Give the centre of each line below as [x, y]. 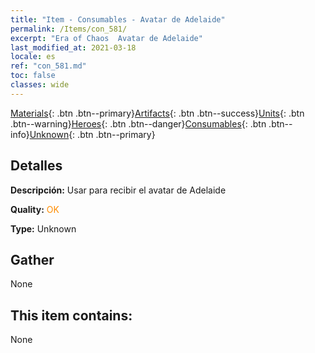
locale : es [33, 57]
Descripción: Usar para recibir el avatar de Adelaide [118, 190]
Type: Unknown [43, 228]
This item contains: [71, 315]
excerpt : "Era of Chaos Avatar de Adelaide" [106, 38]
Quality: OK [35, 209]
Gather [32, 259]
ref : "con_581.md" [48, 66]
